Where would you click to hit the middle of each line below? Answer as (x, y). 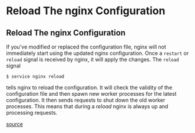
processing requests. (32, 113)
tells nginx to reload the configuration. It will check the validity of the (89, 87)
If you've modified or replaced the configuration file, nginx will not (86, 47)
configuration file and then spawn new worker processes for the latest (91, 94)
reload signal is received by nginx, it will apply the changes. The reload (93, 59)
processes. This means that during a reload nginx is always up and (87, 106)
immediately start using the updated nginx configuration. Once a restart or (97, 53)
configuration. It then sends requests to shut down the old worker (86, 100)
